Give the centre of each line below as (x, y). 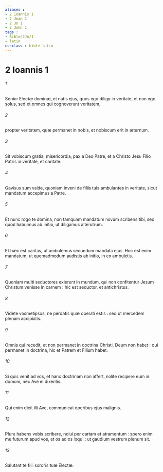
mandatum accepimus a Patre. (36, 193)
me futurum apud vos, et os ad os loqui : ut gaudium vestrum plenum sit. (78, 439)
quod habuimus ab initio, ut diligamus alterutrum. (54, 224)
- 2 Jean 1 (16, 19)
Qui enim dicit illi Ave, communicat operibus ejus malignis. (63, 408)
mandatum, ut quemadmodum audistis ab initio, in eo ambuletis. (69, 256)
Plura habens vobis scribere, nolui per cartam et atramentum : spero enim (79, 434)
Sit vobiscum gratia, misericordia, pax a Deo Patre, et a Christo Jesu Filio (78, 156)
